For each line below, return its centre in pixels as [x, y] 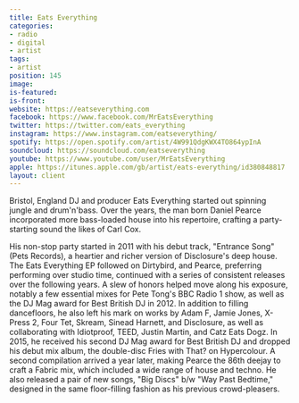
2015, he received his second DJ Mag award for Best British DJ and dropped [150, 341]
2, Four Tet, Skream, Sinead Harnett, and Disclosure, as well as [148, 323]
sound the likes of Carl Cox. [90, 230]
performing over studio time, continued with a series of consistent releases [147, 275]
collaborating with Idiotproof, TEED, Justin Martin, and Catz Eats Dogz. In [144, 332]
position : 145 [36, 76]
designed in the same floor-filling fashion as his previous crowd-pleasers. [145, 389]
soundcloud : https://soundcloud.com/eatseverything [107, 150]
